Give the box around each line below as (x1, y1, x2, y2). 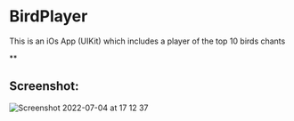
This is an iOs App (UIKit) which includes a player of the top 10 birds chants (9, 36, 286, 46)
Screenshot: (9, 78, 79, 94)
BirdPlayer (9, 6, 88, 27)
